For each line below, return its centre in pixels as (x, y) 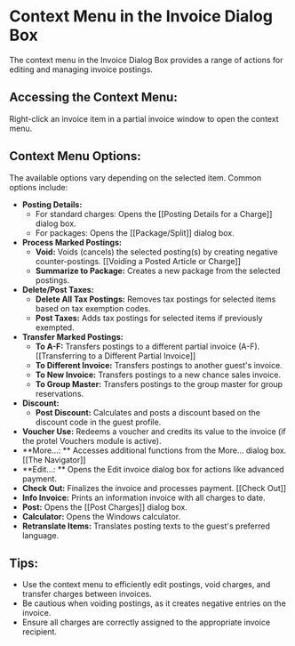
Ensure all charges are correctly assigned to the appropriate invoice (146, 622)
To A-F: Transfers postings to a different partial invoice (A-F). (147, 346)
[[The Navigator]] (54, 459)
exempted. (55, 327)
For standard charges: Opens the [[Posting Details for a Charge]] (154, 214)
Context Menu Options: (75, 156)
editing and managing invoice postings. (81, 69)
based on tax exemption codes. (93, 308)
